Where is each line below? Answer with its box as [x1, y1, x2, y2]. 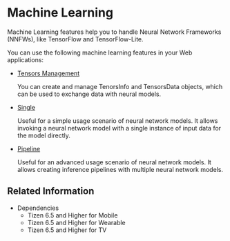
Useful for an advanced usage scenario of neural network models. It [17, 157, 212, 166]
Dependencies [17, 204, 59, 212]
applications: [7, 55, 44, 64]
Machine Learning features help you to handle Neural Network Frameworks [7, 28, 222, 36]
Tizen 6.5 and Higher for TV [27, 226, 107, 234]
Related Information [7, 185, 95, 197]
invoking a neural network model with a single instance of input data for [17, 124, 222, 132]
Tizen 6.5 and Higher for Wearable [27, 218, 126, 226]
